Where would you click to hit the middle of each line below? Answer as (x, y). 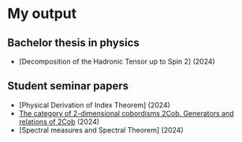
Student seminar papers (68, 86)
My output (42, 14)
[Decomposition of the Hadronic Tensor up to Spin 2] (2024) (117, 61)
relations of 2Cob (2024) (59, 122)
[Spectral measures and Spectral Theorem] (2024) (101, 129)
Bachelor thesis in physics (73, 43)
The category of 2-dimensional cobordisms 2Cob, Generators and (126, 113)
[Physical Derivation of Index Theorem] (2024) (95, 105)
